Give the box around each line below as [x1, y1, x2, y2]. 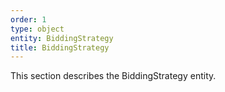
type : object [10, 24, 65, 34]
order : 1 [10, 14, 47, 25]
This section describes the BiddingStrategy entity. [10, 70, 217, 82]
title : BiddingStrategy [10, 42, 110, 53]
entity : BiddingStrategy [10, 33, 114, 43]
